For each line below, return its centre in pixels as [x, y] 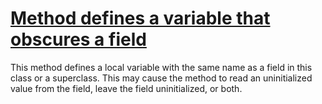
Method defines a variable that [140, 18]
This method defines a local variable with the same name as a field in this [161, 67]
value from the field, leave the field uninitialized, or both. [126, 88]
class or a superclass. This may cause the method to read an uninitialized [161, 78]
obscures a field [78, 39]
